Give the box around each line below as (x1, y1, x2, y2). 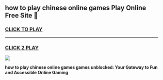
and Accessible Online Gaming (5, 69, 68, 75)
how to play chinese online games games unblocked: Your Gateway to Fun (5, 64, 158, 70)
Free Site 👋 (5, 12, 38, 20)
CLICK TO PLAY (5, 26, 43, 33)
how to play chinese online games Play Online (5, 4, 147, 12)
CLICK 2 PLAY (5, 44, 39, 51)
